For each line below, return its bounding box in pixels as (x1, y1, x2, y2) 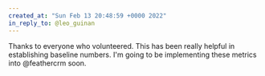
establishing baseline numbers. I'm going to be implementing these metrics (8, 50, 257, 59)
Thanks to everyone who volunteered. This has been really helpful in (8, 41, 235, 50)
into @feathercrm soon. (8, 58, 87, 68)
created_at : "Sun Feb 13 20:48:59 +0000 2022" (8, 11, 167, 20)
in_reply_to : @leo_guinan (8, 19, 95, 27)
